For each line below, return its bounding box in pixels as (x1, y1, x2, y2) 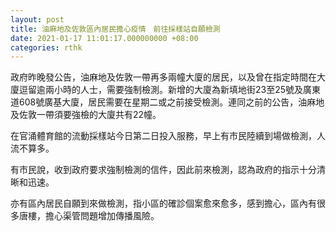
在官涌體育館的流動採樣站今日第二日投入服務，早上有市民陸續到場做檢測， (10, 130, 317, 142)
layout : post (10, 14, 65, 25)
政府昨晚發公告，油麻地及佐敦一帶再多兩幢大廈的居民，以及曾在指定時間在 (10, 71, 317, 83)
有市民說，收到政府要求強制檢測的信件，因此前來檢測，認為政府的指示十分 (10, 164, 317, 176)
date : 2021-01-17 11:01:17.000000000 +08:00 (10, 33, 199, 43)
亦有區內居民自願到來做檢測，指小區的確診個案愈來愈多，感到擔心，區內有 (10, 197, 317, 210)
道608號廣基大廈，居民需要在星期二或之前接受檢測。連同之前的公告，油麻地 (10, 96, 325, 108)
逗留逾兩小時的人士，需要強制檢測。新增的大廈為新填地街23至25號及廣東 (18, 84, 322, 96)
